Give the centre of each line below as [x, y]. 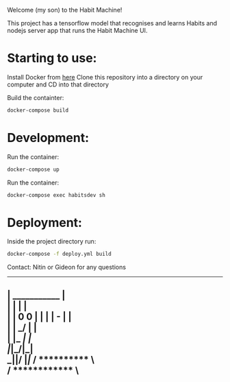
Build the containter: [36, 97]
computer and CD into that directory [58, 84]
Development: [48, 138]
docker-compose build [38, 110]
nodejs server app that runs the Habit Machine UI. [77, 31]
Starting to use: [52, 58]
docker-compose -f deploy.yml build [59, 254]
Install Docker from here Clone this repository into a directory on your [105, 77]
